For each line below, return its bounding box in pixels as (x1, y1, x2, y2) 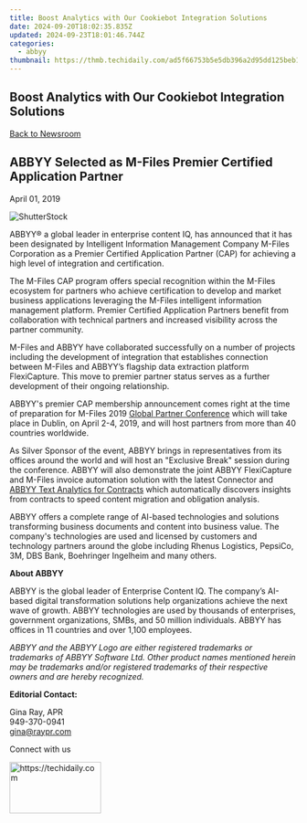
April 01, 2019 (9, 193, 61, 204)
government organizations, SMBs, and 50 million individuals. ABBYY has (9, 614, 281, 626)
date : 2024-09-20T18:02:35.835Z (9, 22, 132, 31)
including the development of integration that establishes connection (9, 351, 269, 362)
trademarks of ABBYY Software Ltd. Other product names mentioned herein (9, 651, 296, 662)
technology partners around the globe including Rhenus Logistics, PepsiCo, (9, 540, 294, 551)
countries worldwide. (9, 427, 90, 438)
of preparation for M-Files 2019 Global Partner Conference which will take (9, 407, 288, 418)
